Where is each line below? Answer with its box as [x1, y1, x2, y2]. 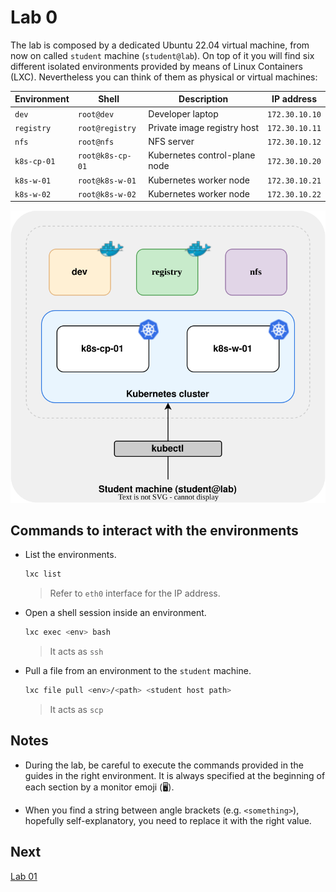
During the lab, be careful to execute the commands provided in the [24, 759, 304, 771]
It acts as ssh [49, 646, 104, 658]
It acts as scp [49, 704, 104, 716]
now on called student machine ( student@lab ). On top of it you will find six [10, 49, 315, 61]
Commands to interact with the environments [10, 522, 299, 540]
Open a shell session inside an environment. [24, 607, 207, 619]
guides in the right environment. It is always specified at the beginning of [24, 769, 326, 781]
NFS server [148, 136, 195, 148]
